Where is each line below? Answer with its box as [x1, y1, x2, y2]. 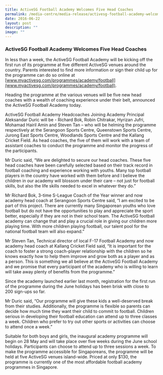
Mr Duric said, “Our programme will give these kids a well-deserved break [5, 298, 153, 304]
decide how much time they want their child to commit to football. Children [5, 308, 154, 314]
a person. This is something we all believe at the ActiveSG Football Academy [5, 258, 158, 265]
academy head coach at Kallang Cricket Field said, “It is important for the [5, 243, 151, 249]
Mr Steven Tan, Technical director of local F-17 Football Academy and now [5, 238, 154, 244]
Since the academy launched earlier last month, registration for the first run [5, 278, 156, 284]
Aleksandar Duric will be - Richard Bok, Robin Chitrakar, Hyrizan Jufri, [5, 117, 145, 123]
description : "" [5, 25, 38, 30]
